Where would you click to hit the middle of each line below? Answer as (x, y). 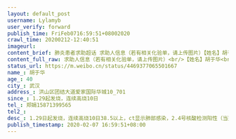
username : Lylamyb (34, 20)
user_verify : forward (39, 27)
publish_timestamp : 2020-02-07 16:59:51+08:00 (77, 125)
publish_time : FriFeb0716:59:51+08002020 (69, 33)
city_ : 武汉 (24, 86)
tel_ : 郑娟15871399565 (39, 105)
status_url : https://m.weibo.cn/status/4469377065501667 (92, 66)
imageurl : (22, 46)
